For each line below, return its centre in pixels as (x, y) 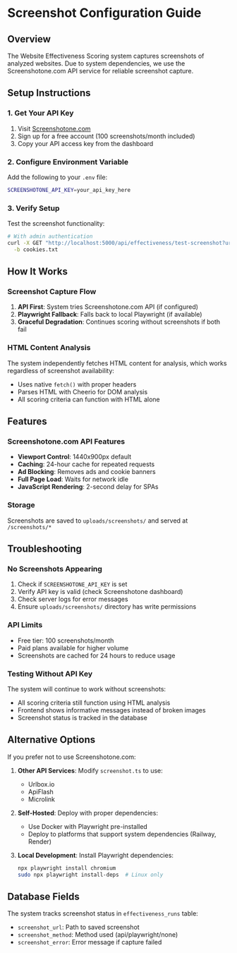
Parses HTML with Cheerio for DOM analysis (83, 391)
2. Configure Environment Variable (68, 162)
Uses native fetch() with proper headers (77, 384)
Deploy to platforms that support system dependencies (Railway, (122, 834)
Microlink (41, 799)
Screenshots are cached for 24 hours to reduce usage (96, 655)
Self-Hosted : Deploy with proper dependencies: (88, 813)
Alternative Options (51, 740)
